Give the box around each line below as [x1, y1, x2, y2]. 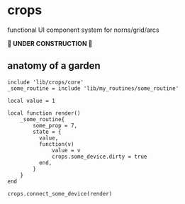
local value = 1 [7, 97, 55, 104]
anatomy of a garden [7, 59, 101, 72]
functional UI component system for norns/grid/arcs [7, 25, 159, 34]
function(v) [38, 140, 74, 147]
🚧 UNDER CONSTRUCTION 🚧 [7, 39, 93, 47]
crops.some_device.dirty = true [52, 153, 147, 160]
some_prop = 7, [33, 122, 78, 129]
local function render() [7, 109, 81, 117]
